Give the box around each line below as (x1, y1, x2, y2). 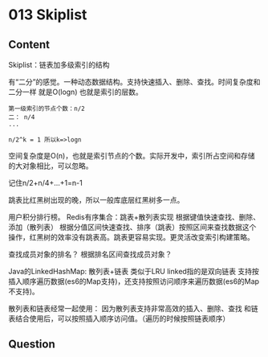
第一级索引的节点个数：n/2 (8, 105, 86, 113)
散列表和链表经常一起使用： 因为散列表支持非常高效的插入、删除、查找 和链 (8, 304, 258, 313)
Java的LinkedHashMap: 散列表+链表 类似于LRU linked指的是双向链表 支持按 (8, 267, 259, 276)
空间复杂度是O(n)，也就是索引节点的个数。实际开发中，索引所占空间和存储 (8, 151, 255, 160)
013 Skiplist (8, 6, 87, 24)
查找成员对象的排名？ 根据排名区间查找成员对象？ (8, 249, 173, 259)
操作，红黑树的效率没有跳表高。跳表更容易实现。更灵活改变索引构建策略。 (8, 232, 254, 242)
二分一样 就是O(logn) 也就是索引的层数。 (8, 87, 143, 96)
